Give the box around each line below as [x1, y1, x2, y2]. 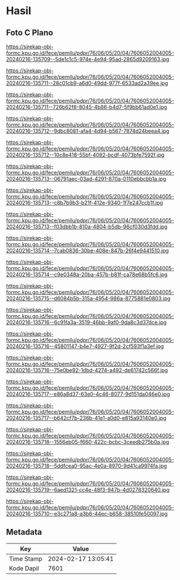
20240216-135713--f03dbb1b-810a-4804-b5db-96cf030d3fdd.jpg [6, 223, 168, 230]
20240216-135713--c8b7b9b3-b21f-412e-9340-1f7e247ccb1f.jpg [6, 199, 163, 206]
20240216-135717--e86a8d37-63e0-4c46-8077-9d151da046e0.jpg [6, 390, 170, 397]
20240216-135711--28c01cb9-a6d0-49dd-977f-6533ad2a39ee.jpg [6, 79, 168, 87]
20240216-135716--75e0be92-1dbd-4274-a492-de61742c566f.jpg [6, 367, 168, 373]
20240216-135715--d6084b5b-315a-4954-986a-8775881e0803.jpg [6, 295, 171, 301]
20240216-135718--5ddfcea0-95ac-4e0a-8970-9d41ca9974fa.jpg [6, 462, 167, 469]
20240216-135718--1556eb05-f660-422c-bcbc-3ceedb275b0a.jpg [6, 439, 169, 445]
